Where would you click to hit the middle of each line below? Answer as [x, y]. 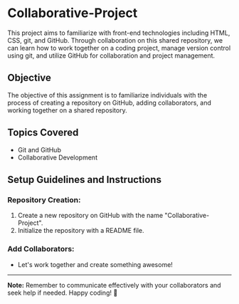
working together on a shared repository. [67, 110]
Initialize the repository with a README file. [81, 231]
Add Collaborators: [41, 249]
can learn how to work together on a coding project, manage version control [119, 48]
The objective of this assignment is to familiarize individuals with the [107, 95]
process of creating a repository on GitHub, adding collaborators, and [109, 103]
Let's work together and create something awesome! [95, 264]
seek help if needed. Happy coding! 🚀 [63, 293]
